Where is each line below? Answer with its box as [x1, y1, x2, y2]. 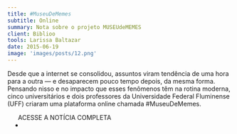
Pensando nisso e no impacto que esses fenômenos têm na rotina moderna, [7, 84, 231, 93]
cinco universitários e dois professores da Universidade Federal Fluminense [7, 91, 230, 100]
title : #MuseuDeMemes [7, 10, 72, 18]
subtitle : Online [7, 17, 59, 24]
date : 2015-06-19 [7, 43, 59, 50]
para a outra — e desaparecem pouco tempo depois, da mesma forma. [7, 77, 216, 85]
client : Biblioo [7, 30, 56, 38]
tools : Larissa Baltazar [7, 37, 81, 44]
